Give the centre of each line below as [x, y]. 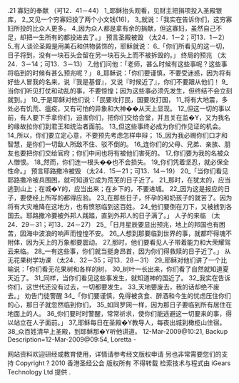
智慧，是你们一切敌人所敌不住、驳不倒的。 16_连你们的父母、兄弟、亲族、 [116, 144]
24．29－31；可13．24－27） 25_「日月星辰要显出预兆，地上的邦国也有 [113, 224]
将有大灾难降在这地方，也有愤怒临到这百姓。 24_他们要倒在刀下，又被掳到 [117, 206]
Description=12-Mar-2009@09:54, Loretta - [72, 339]
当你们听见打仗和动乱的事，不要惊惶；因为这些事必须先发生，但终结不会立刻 [120, 91]
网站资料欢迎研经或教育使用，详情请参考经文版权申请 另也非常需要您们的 [115, 354]
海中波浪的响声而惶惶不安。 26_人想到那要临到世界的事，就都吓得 [123, 233]
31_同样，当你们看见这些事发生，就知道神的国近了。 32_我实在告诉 [132, 278]
